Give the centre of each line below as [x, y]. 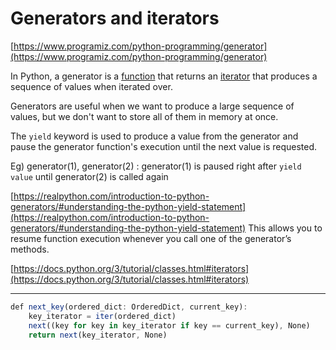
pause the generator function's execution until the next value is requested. [164, 146]
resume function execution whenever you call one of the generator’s [151, 238]
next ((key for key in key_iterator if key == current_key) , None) [169, 325]
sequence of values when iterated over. [91, 86]
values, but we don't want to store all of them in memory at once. [144, 116]
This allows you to [285, 228]
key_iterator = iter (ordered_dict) [102, 316]
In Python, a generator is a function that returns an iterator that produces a [164, 76]
